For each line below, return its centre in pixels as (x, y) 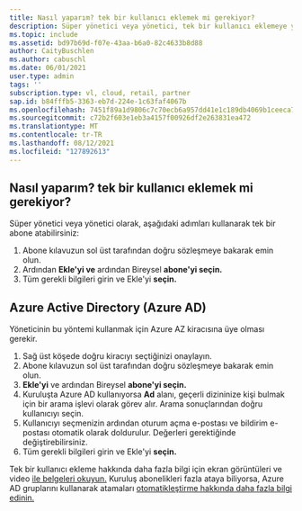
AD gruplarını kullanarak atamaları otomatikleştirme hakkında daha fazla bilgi (151, 489)
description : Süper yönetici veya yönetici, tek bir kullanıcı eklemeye (148, 26)
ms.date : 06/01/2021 (48, 68)
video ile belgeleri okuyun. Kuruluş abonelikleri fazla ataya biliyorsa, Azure (147, 479)
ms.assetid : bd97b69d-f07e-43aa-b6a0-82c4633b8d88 (106, 43)
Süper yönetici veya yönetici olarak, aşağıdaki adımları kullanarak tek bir (142, 224)
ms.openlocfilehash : (48, 110)
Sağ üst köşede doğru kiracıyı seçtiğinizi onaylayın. (117, 356)
